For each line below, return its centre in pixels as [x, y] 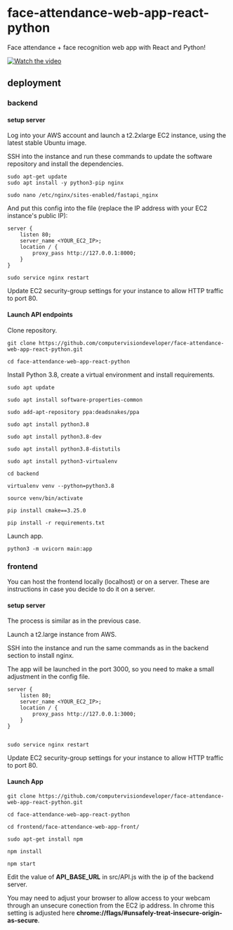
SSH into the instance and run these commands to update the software [110, 157]
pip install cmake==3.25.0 [47, 510]
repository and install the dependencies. [66, 164]
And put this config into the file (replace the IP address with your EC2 [107, 208]
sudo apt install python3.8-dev [54, 437]
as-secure [23, 921]
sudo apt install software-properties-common [75, 400]
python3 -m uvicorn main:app [50, 549]
